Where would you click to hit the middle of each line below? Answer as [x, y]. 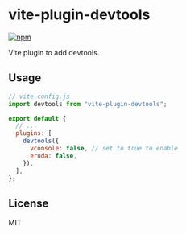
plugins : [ [34, 133]
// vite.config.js [39, 96]
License [29, 203]
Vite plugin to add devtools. [54, 52]
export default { [37, 118]
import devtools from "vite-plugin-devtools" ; [88, 104]
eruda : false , [54, 156]
